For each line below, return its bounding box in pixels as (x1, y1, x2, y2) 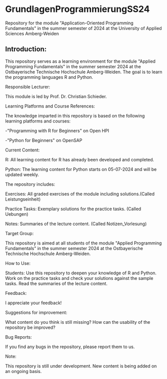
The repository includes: (5, 181, 55, 187)
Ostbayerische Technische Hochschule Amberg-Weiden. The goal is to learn (5, 69, 163, 75)
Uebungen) (5, 211, 28, 217)
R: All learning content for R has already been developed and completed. (5, 156, 155, 162)
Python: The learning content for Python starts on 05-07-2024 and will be (5, 166, 157, 172)
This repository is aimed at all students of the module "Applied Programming (5, 240, 162, 246)
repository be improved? (5, 324, 56, 330)
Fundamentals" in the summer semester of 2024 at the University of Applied (5, 25, 162, 31)
